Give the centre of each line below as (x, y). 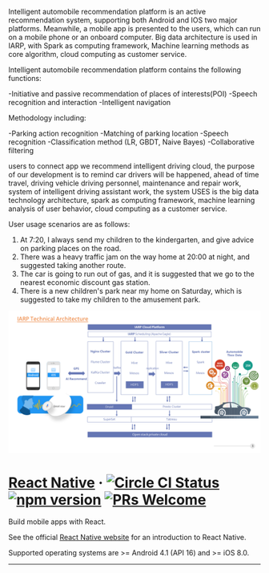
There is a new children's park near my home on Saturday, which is (131, 291)
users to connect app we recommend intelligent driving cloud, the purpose (131, 166)
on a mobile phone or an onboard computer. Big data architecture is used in (133, 37)
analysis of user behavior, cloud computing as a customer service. (118, 209)
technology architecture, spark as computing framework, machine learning (132, 200)
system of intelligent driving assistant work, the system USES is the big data (134, 191)
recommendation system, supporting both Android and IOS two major (123, 20)
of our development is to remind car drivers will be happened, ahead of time (134, 175)
